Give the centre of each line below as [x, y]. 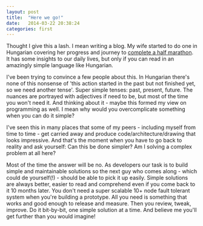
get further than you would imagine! [51, 216]
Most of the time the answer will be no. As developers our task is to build [97, 165]
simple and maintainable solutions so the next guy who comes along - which [102, 171]
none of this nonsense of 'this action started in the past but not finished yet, [101, 84]
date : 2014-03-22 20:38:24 [43, 23]
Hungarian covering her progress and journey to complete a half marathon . [100, 53]
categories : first [29, 29]
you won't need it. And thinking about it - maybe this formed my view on [96, 103]
